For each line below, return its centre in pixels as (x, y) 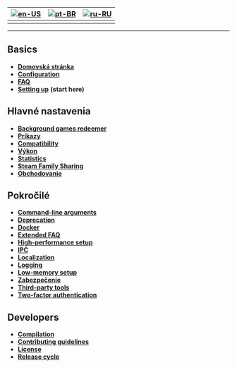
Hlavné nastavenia (49, 111)
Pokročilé (29, 196)
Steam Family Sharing (50, 166)
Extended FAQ (39, 235)
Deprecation (36, 220)
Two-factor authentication (57, 295)
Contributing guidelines (53, 342)
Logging (30, 265)
